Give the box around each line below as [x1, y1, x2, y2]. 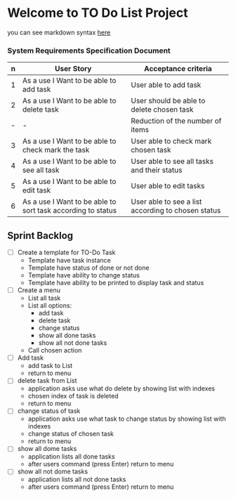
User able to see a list [131, 197, 202, 207]
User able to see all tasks [131, 157, 214, 166]
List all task [27, 294, 61, 303]
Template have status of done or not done [27, 263, 150, 272]
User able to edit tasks [131, 181, 205, 191]
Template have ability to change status [27, 271, 140, 280]
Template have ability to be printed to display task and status [27, 279, 204, 287]
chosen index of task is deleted [27, 392, 119, 400]
